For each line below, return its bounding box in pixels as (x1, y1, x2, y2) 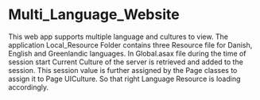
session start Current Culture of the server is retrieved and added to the (8, 57, 244, 67)
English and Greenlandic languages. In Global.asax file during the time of (8, 48, 246, 58)
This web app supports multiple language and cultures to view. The (8, 32, 229, 41)
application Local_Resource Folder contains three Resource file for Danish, (8, 40, 253, 49)
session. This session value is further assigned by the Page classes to (8, 65, 238, 75)
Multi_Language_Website (8, 6, 180, 24)
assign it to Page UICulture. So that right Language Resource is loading (8, 74, 241, 83)
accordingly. (8, 82, 49, 92)
